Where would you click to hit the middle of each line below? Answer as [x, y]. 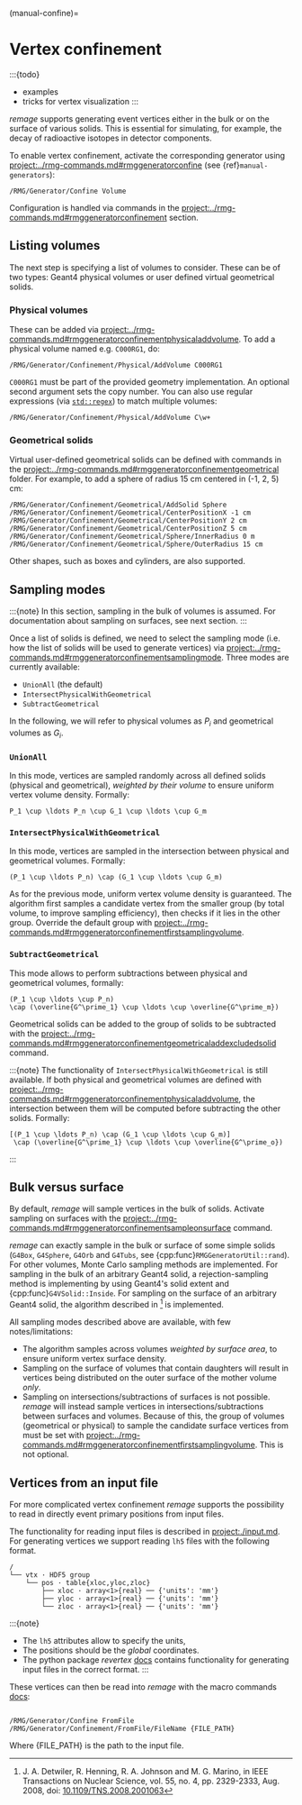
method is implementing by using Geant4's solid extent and [119, 1284]
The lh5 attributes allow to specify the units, [104, 1640]
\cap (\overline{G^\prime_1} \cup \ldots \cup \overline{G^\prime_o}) [148, 1142]
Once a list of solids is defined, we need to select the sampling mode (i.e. [145, 638]
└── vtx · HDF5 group [50, 1575]
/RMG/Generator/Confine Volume [68, 191]
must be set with [53, 1436]
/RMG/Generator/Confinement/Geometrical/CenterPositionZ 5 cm [128, 529]
